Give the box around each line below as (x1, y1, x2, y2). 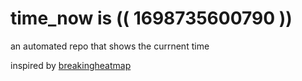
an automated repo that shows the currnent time (10, 40, 210, 52)
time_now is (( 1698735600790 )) (10, 7, 293, 30)
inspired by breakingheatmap (10, 59, 132, 71)
